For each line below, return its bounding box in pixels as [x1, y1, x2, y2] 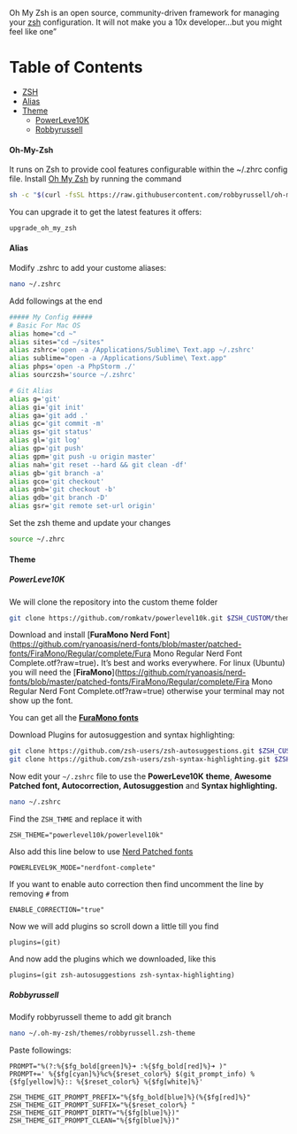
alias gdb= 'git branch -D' [9, 493, 109, 503]
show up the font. [9, 695, 73, 706]
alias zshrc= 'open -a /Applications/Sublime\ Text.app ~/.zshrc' [9, 345, 255, 355]
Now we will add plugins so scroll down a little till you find [9, 921, 219, 932]
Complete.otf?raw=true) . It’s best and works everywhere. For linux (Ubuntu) [9, 658, 286, 668]
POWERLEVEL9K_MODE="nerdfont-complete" [9, 863, 156, 873]
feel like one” [9, 27, 57, 36]
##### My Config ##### [9, 312, 93, 321]
